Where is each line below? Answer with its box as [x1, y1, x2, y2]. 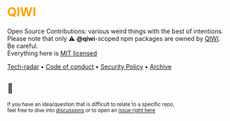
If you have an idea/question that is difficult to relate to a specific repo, [7, 101, 175, 108]
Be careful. [7, 41, 39, 50]
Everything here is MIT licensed [7, 49, 97, 57]
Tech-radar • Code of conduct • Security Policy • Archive [7, 62, 172, 71]
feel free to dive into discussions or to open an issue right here [7, 106, 155, 114]
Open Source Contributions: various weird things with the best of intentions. [7, 27, 224, 35]
